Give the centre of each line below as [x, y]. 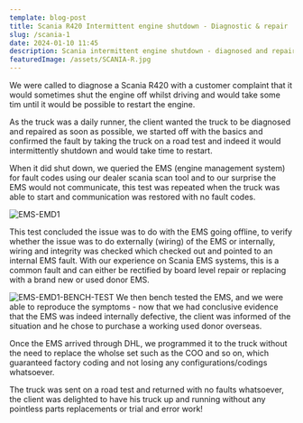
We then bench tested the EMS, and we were [200, 297]
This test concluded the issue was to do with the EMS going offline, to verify [151, 232]
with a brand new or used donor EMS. [80, 280]
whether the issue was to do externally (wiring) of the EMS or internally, [142, 241]
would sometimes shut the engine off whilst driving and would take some [145, 95]
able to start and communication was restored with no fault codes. [133, 197]
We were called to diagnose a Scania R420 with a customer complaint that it [151, 85]
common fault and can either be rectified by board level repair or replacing [148, 270]
